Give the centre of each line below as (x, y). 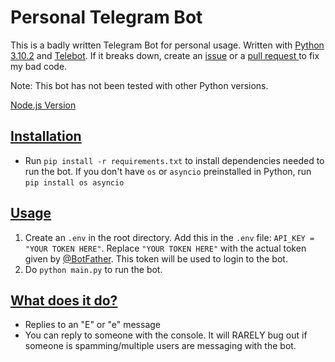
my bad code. (39, 66)
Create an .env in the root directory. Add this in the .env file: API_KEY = (169, 237)
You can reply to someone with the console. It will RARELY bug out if (166, 335)
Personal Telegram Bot (106, 17)
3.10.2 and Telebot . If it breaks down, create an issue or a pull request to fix (165, 55)
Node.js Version (43, 105)
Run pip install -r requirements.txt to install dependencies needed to (174, 160)
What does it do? (64, 300)
